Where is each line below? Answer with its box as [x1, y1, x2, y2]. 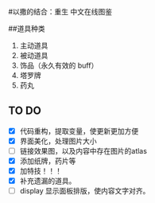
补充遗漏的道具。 [19, 176, 76, 185]
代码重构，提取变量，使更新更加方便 [19, 126, 139, 135]
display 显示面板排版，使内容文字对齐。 [19, 186, 150, 196]
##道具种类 [8, 24, 45, 33]
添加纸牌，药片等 [19, 156, 76, 166]
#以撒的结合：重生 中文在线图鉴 [8, 7, 113, 16]
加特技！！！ [19, 166, 62, 176]
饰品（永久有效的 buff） [19, 61, 99, 70]
